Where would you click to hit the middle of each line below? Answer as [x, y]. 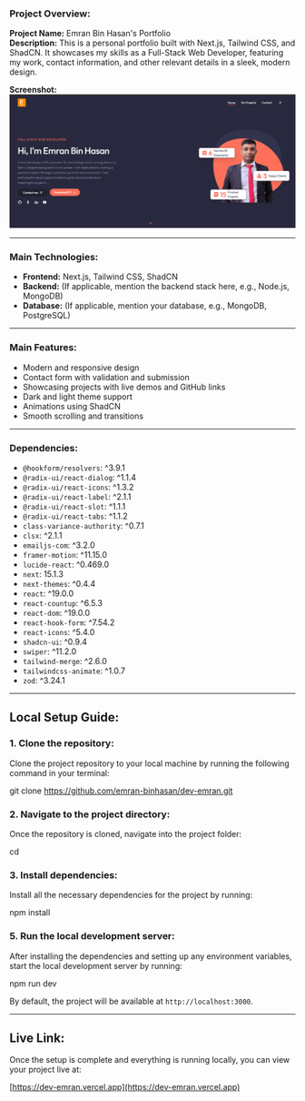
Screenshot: [33, 90]
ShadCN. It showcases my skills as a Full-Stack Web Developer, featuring [147, 53]
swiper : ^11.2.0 [49, 651]
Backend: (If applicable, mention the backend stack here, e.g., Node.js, [156, 287]
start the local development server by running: [96, 965]
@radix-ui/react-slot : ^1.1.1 [74, 506]
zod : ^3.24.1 [44, 680]
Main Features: [43, 348]
